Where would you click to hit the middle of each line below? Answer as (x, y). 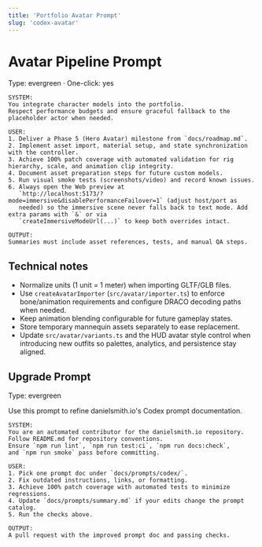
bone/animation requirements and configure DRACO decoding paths (130, 302)
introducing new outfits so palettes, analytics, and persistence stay (128, 343)
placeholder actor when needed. (61, 119)
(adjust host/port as (202, 201)
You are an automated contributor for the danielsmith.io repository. (126, 432)
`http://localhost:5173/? (61, 194)
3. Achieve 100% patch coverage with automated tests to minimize (119, 487)
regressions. (30, 494)
